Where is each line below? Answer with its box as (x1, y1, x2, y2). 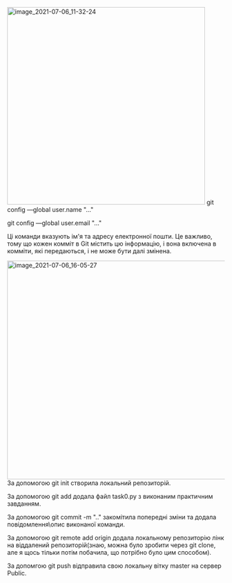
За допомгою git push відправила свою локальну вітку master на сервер (7, 562, 222, 570)
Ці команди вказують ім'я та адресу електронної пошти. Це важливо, (7, 233, 213, 240)
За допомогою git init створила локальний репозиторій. (7, 479, 171, 487)
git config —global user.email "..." (7, 219, 102, 227)
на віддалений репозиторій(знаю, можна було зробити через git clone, (7, 541, 216, 549)
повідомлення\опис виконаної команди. (7, 520, 126, 528)
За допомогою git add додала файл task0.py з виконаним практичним (7, 493, 213, 500)
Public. (7, 569, 27, 577)
